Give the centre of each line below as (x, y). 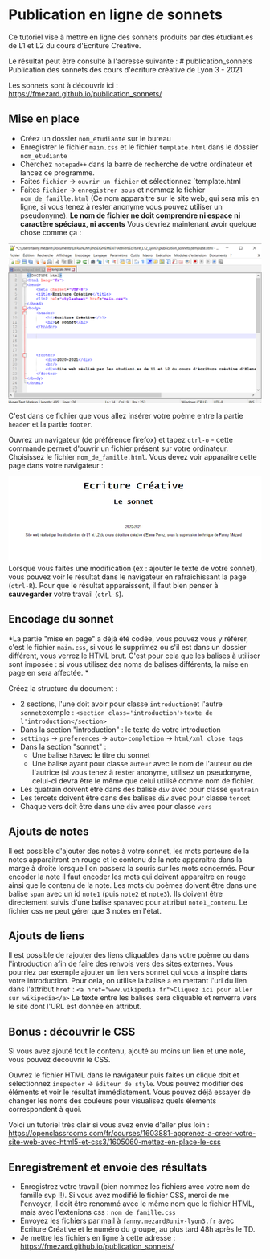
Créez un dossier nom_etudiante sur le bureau (95, 138)
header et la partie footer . (51, 424)
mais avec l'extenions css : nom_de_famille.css (98, 1212)
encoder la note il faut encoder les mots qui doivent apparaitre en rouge (127, 877)
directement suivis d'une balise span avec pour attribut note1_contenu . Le (128, 902)
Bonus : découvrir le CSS (72, 1031)
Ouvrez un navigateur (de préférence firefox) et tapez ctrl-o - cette (121, 440)
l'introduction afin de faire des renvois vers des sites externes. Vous (121, 964)
